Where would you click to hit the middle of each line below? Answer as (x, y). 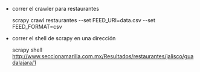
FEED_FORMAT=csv (37, 27)
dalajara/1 (24, 63)
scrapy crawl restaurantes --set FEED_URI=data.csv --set (84, 20)
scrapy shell (27, 50)
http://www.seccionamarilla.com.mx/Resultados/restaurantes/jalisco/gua (103, 56)
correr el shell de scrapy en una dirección (64, 38)
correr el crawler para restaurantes (56, 9)
